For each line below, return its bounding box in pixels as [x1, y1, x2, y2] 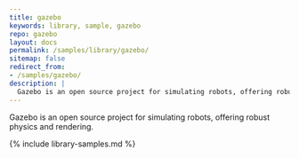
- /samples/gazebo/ [9, 71, 82, 80]
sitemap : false [9, 54, 66, 63]
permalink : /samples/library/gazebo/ [9, 46, 149, 55]
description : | [9, 79, 66, 88]
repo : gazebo [9, 29, 58, 38]
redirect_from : [9, 63, 66, 72]
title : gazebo [9, 12, 62, 22]
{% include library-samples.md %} [9, 138, 136, 149]
